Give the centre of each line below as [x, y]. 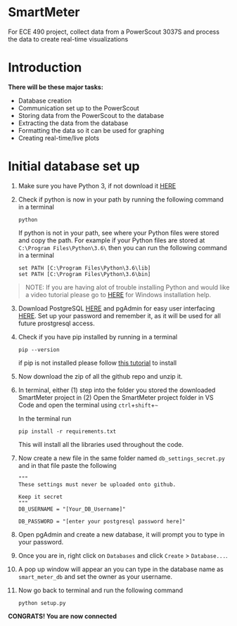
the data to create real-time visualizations [68, 39]
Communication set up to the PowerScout [78, 108]
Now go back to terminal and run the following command [101, 590]
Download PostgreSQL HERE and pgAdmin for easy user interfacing [116, 308]
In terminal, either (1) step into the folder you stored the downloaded [117, 390]
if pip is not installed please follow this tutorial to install [97, 363]
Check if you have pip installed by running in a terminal [98, 337]
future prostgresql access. [56, 323]
